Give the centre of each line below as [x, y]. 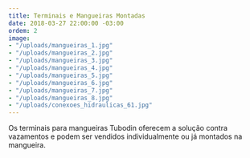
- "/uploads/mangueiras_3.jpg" [61, 61]
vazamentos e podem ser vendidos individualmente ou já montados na [125, 136]
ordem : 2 [23, 30]
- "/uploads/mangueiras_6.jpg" [61, 83]
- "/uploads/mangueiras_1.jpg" [61, 46]
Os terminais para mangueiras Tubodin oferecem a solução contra [118, 128]
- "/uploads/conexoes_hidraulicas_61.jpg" [80, 105]
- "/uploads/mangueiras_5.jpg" [61, 75]
